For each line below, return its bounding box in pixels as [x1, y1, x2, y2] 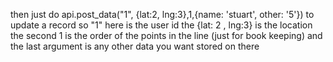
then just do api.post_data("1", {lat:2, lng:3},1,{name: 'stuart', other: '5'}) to [10, 9, 315, 20]
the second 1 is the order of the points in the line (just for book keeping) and [10, 30, 323, 41]
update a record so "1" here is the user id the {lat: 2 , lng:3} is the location [10, 19, 313, 31]
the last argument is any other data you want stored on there [10, 40, 260, 52]
